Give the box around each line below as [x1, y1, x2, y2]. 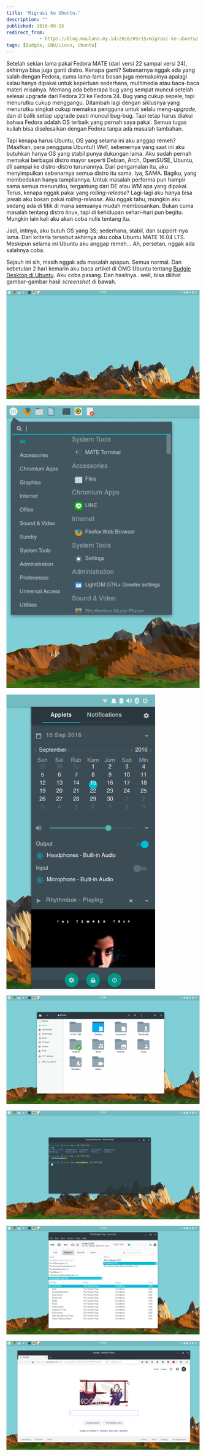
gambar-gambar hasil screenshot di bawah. [6, 278, 116, 285]
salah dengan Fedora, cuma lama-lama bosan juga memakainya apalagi [6, 73, 188, 80]
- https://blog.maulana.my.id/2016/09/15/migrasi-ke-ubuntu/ [39, 36, 199, 42]
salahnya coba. [6, 247, 45, 254]
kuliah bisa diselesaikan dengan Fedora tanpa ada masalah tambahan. [6, 125, 184, 132]
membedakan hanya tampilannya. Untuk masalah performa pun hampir [6, 176, 186, 183]
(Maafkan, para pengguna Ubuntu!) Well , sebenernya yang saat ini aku [6, 144, 185, 150]
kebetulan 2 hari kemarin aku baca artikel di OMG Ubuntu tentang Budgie [6, 265, 191, 272]
